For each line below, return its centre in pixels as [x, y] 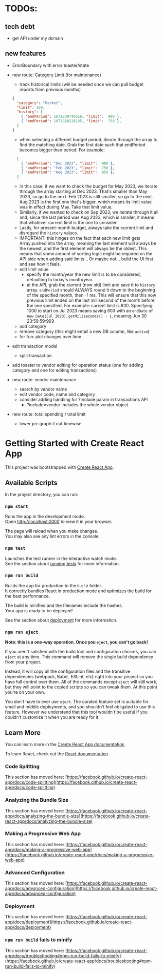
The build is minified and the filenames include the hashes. [64, 605]
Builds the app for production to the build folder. [54, 585]
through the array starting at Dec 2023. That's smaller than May [83, 191]
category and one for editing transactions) [54, 370]
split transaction [36, 356]
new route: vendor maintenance [44, 380]
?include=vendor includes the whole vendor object [77, 405]
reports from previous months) [50, 89]
